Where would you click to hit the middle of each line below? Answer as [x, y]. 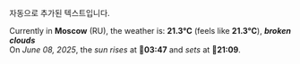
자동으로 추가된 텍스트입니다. [60, 13]
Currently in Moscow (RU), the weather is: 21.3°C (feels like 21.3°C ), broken [150, 31]
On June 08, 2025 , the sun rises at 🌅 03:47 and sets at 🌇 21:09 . [125, 50]
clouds [22, 40]
